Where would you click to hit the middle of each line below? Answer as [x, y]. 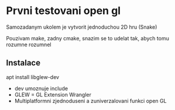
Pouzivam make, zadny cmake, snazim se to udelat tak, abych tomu [88, 38]
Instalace [23, 63]
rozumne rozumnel [29, 44]
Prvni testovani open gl [64, 11]
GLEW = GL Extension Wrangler [53, 94]
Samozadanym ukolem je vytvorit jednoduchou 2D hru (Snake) [82, 27]
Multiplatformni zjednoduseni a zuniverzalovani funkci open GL [90, 101]
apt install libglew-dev [33, 77]
